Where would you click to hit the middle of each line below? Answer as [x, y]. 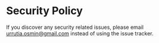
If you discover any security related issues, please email [75, 27]
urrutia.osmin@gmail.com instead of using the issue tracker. [80, 33]
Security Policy [45, 11]
